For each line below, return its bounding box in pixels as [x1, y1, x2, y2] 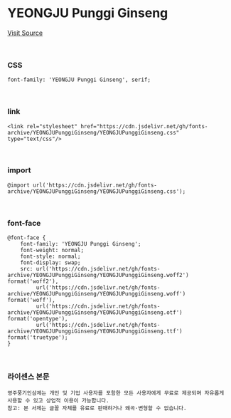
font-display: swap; [20, 259, 81, 266]
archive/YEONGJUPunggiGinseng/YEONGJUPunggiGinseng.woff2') [7, 272, 190, 279]
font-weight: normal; [20, 247, 84, 254]
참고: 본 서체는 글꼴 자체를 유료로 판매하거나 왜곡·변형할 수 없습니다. [7, 404, 187, 412]
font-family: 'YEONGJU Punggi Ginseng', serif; [7, 76, 151, 83]
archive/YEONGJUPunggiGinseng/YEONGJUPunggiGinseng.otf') [7, 309, 183, 316]
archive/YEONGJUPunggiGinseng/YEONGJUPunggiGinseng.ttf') [7, 328, 183, 335]
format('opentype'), [7, 315, 69, 323]
